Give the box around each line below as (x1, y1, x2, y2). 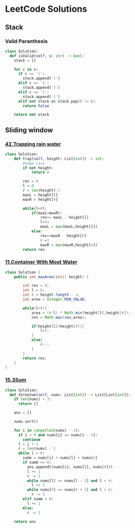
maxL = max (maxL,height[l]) (40, 224, 98, 229)
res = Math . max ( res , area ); (31, 315, 87, 320)
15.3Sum (5, 377, 27, 384)
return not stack (14, 112, 50, 117)
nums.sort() (14, 419, 38, 424)
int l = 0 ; (23, 288, 45, 293)
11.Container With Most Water (5, 259, 78, 266)
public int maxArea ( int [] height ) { (14, 274, 89, 279)
